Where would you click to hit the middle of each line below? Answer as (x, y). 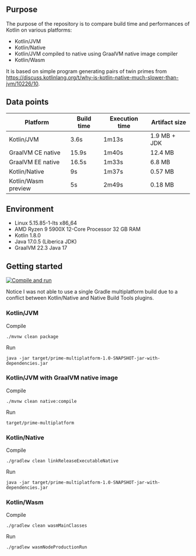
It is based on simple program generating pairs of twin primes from (87, 71)
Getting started (34, 266)
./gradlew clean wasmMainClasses (47, 526)
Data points (27, 102)
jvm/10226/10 (22, 84)
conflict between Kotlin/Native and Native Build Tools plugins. (80, 298)
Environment (30, 209)
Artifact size (169, 122)
